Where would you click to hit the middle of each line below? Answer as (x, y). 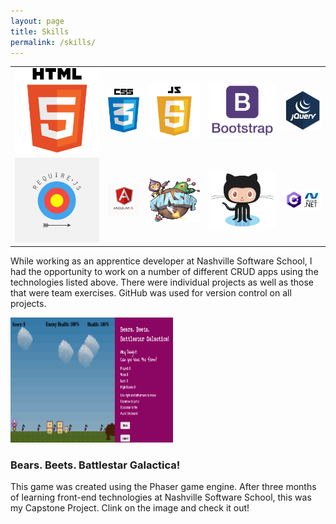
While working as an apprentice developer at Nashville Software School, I (161, 261)
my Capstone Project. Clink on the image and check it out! (130, 508)
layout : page (37, 21)
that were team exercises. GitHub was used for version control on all (151, 293)
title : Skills (40, 31)
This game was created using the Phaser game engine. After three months (163, 487)
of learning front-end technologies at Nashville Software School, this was (161, 497)
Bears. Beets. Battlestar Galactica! (95, 465)
